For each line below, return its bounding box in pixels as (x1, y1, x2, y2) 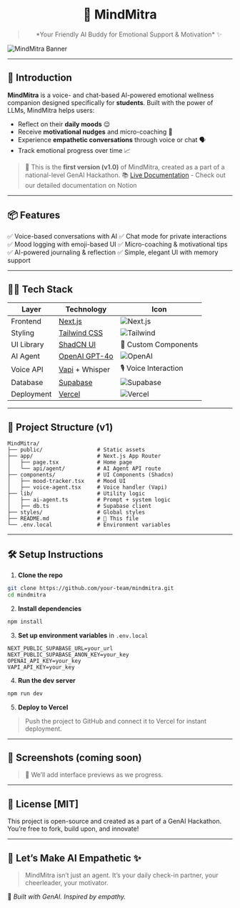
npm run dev (7, 689, 43, 697)
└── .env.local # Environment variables (7, 522, 171, 529)
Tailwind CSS (58, 328, 104, 338)
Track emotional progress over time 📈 (17, 146, 131, 154)
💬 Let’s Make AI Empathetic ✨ (7, 852, 141, 864)
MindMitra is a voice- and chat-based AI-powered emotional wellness (7, 91, 214, 99)
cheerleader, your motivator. (24, 878, 109, 887)
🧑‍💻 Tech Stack (7, 283, 74, 295)
